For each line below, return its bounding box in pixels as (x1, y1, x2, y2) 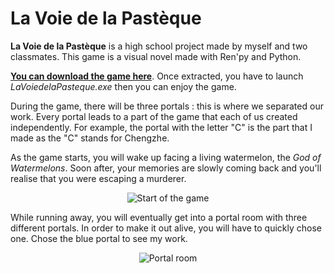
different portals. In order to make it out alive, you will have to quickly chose (10, 222, 323, 234)
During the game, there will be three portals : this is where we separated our (10, 100, 324, 112)
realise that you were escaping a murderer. (10, 172, 187, 184)
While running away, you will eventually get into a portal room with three (10, 211, 308, 223)
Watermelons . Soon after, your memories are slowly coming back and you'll (10, 162, 322, 174)
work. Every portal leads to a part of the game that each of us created (10, 110, 298, 122)
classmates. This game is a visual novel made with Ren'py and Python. (10, 50, 302, 62)
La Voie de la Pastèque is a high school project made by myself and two (10, 40, 308, 52)
